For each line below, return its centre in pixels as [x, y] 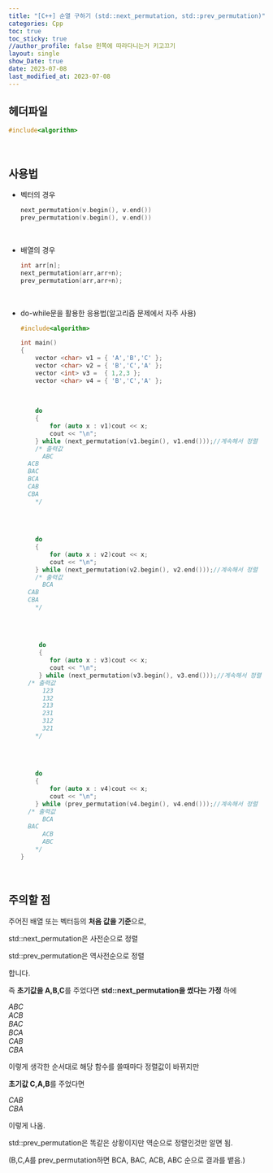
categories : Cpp [36, 24]
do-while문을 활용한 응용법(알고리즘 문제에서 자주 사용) [108, 313]
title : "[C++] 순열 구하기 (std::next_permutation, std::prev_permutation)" [137, 16]
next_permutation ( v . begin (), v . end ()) [86, 211]
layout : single [34, 54]
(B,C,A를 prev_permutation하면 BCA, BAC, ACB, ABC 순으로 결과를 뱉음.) [127, 1160]
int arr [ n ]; [40, 265]
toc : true [25, 31]
